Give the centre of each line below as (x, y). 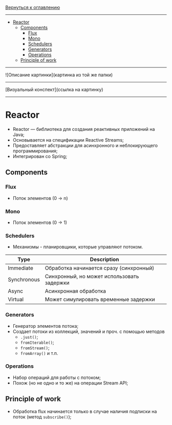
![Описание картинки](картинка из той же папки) (59, 75)
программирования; (35, 151)
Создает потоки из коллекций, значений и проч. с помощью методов (89, 331)
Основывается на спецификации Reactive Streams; (68, 140)
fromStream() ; (35, 348)
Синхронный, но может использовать (92, 277)
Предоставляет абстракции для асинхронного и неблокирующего (85, 145)
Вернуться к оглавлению (33, 7)
